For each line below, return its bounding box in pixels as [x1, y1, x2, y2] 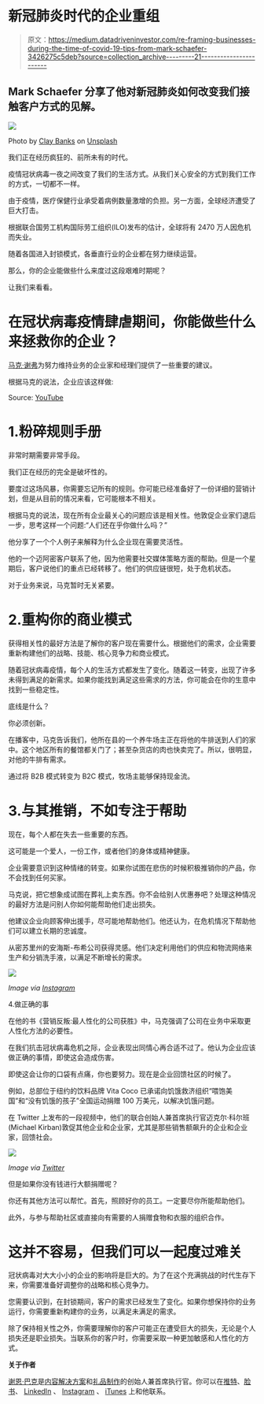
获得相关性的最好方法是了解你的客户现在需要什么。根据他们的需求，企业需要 [8, 638, 256, 648]
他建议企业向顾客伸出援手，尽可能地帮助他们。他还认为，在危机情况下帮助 [8, 916, 249, 926]
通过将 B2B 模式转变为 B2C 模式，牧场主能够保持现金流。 [8, 771, 195, 781]
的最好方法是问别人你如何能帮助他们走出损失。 [8, 899, 159, 908]
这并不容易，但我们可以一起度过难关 [8, 1242, 243, 1261]
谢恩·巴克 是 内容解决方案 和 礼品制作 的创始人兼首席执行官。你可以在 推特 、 [8, 1376, 245, 1387]
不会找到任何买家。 [8, 872, 71, 882]
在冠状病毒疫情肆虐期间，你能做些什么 [8, 313, 257, 331]
